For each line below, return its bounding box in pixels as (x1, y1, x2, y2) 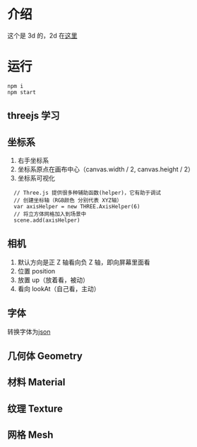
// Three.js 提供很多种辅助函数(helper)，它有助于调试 (13, 189, 161, 197)
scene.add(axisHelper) (13, 217, 80, 224)
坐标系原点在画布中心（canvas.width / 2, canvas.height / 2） (17, 165, 194, 174)
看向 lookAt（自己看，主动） (17, 284, 100, 293)
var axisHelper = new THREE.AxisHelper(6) (13, 203, 141, 210)
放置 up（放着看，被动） (17, 276, 90, 284)
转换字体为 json (7, 327, 51, 336)
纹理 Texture (7, 402, 64, 414)
